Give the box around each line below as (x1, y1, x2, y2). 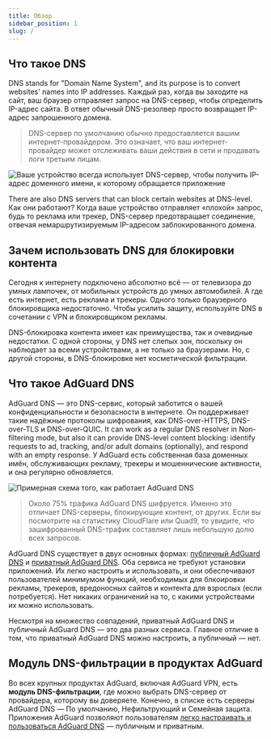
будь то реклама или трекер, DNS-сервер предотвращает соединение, (8, 211, 256, 221)
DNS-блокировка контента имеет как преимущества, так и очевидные (8, 328, 253, 337)
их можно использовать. (8, 600, 95, 609)
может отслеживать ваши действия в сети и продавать (68, 146, 260, 155)
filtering (8, 432, 35, 442)
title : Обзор (8, 11, 53, 20)
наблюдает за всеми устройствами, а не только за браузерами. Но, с (8, 345, 250, 355)
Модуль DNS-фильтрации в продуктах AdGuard (8, 656, 263, 670)
